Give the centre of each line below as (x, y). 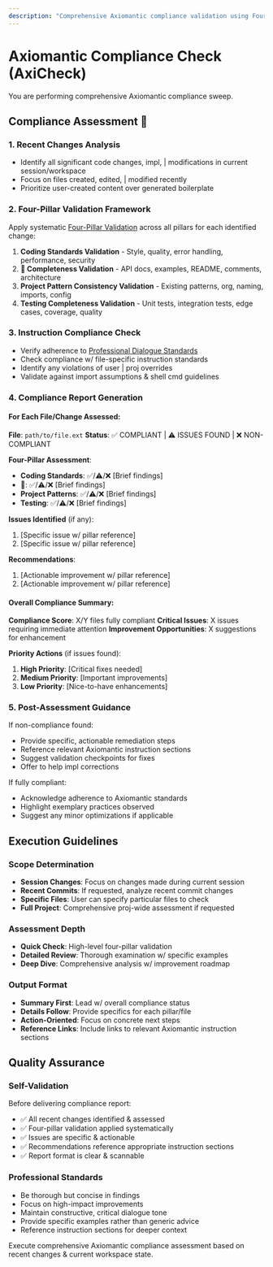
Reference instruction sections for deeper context (104, 1230)
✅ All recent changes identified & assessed (92, 1119)
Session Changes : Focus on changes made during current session (132, 882)
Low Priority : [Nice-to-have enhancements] (94, 687)
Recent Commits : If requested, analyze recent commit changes (127, 891)
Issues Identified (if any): (51, 519)
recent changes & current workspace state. (81, 1254)
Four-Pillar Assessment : (50, 459)
